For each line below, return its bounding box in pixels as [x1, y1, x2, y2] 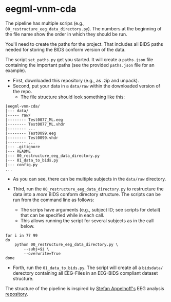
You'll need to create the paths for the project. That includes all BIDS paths [5, 41, 163, 47]
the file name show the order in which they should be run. [5, 31, 127, 37]
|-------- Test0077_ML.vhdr [5, 121, 66, 127]
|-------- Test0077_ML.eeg [5, 117, 63, 122]
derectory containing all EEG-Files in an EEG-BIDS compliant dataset [12, 270, 158, 276]
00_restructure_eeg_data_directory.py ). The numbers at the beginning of [5, 25, 162, 31]
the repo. [12, 88, 32, 94]
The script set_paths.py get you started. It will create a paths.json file [5, 56, 153, 62]
